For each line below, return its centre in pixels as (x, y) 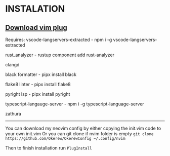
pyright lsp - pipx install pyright (38, 94)
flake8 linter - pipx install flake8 (38, 84)
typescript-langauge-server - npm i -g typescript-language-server (75, 104)
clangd (12, 65)
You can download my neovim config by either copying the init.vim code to (83, 128)
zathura (13, 114)
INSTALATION (35, 9)
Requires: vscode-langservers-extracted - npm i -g (59, 40)
